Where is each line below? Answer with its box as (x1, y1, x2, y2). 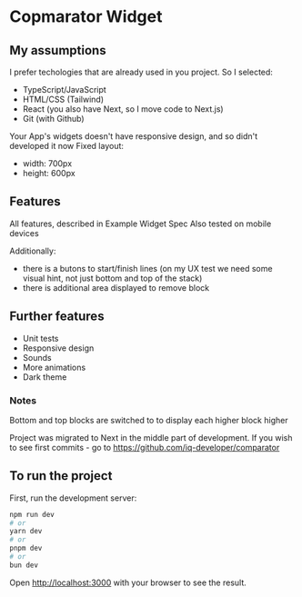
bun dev (9, 561, 39, 570)
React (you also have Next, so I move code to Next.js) (22, 104, 225, 114)
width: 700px (22, 158, 73, 169)
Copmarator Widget (9, 6, 163, 27)
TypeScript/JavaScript (22, 85, 106, 95)
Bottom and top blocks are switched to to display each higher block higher (9, 414, 288, 425)
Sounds (22, 352, 52, 363)
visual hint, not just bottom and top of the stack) (22, 273, 203, 284)
